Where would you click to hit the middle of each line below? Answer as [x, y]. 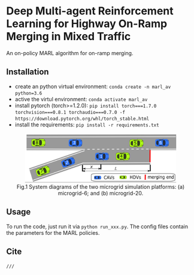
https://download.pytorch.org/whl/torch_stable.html [82, 119]
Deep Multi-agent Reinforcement [90, 11]
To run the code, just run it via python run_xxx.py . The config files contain [97, 226]
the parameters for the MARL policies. [53, 232]
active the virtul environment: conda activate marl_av [81, 99]
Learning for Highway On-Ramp [87, 24]
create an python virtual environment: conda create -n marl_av [93, 86]
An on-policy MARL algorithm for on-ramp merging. [70, 53]
